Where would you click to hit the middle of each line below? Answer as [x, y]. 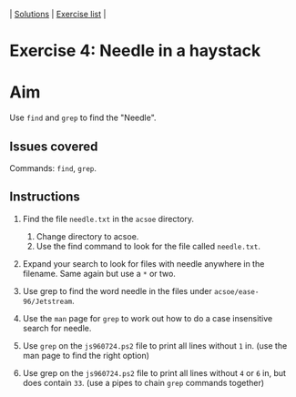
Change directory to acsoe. [87, 236]
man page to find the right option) [86, 355]
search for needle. [57, 328]
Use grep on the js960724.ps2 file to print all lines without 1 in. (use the [155, 345]
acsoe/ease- [236, 291]
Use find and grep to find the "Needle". [83, 117]
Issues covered [54, 146]
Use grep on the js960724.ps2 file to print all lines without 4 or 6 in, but [154, 372]
